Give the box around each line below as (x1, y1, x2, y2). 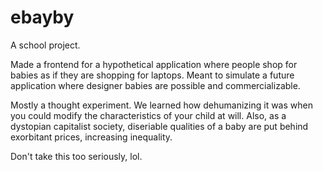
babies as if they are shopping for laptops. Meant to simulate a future (10, 69, 295, 81)
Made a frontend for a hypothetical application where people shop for (10, 58, 298, 70)
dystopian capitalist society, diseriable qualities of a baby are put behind (10, 120, 309, 132)
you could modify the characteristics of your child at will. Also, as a (10, 109, 287, 121)
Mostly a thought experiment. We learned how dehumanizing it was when (10, 99, 313, 111)
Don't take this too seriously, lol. (10, 150, 143, 162)
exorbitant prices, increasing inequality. (10, 131, 173, 143)
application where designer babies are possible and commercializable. (10, 79, 301, 91)
